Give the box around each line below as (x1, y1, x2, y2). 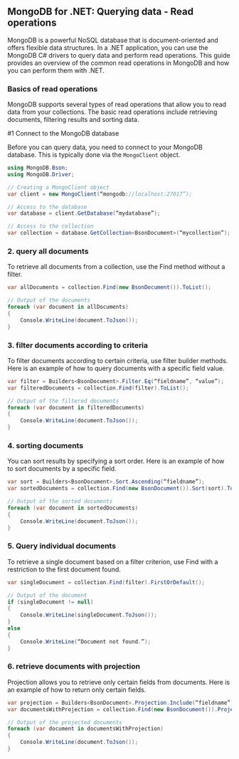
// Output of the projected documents (7, 718, 122, 726)
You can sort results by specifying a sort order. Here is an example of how (7, 457, 225, 466)
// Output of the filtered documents (7, 397, 119, 404)
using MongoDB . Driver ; (7, 170, 75, 178)
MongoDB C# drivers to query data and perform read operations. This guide (7, 51, 230, 59)
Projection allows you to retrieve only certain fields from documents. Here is (7, 678, 230, 686)
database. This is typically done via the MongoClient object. (7, 151, 181, 159)
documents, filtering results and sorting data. (7, 116, 140, 124)
